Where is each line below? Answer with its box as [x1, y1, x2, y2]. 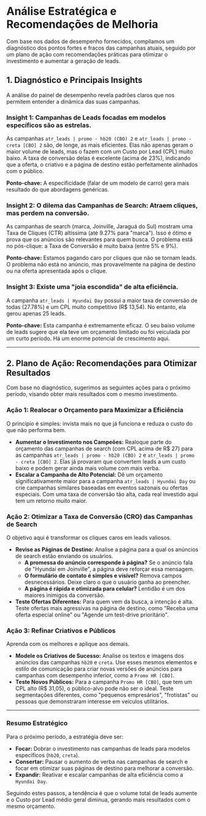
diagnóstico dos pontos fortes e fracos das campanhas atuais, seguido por [6, 44, 196, 52]
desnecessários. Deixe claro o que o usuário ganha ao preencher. [24, 578, 191, 586]
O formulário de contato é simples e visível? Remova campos [24, 572, 182, 580]
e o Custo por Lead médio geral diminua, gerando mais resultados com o [6, 796, 191, 803]
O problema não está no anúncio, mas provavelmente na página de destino [6, 261, 196, 268]
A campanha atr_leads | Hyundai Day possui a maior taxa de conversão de [6, 297, 198, 304]
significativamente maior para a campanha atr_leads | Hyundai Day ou [15, 477, 196, 484]
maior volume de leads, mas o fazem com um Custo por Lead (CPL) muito [6, 148, 193, 155]
